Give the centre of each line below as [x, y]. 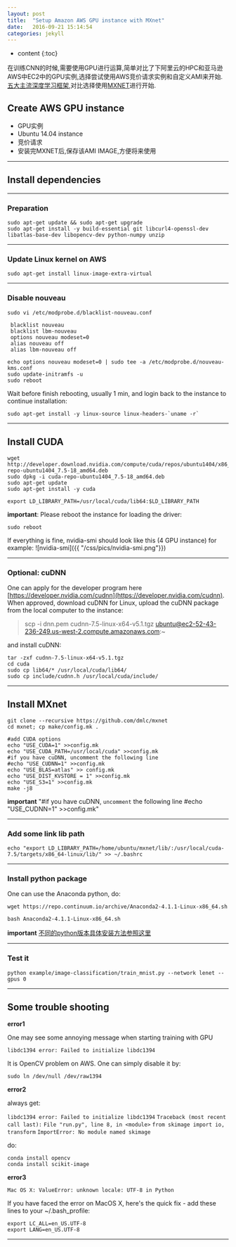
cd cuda [19, 664]
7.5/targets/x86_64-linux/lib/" [54, 854]
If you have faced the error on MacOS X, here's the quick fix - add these [112, 1203]
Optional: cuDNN [37, 573]
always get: [24, 1103]
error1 [16, 1024]
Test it [18, 959]
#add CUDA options [34, 739]
